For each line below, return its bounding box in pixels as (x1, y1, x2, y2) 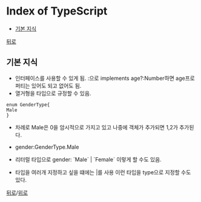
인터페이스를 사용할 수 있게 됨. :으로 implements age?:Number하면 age (15, 74, 186, 82)
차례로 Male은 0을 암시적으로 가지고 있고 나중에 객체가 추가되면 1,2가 (15, 123, 179, 131)
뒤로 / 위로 (6, 189, 28, 196)
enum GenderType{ (6, 102, 50, 108)
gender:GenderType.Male (15, 143, 79, 151)
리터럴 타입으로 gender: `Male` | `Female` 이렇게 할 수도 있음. (15, 155, 162, 163)
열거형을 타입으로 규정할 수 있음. (15, 90, 91, 97)
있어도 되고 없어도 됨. (31, 82, 82, 89)
